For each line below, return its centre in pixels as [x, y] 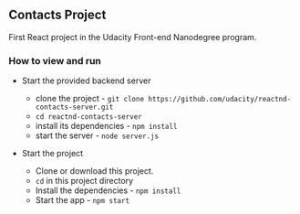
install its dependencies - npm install [106, 126]
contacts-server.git [74, 107]
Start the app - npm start [82, 200]
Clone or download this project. [94, 171]
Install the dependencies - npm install [108, 190]
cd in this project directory [84, 181]
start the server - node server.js [97, 135]
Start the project [52, 154]
